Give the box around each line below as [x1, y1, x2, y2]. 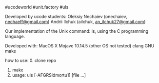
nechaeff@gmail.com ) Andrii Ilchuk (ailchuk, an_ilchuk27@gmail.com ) [5, 19, 146, 24]
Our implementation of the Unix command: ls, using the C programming [5, 28, 149, 34]
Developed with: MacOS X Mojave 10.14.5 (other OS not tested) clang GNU [5, 43, 155, 48]
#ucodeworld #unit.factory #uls [5, 4, 69, 10]
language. [5, 34, 25, 39]
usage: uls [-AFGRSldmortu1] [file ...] [12, 72, 86, 78]
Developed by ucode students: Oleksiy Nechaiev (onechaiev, [5, 14, 128, 19]
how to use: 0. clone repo [5, 58, 57, 63]
